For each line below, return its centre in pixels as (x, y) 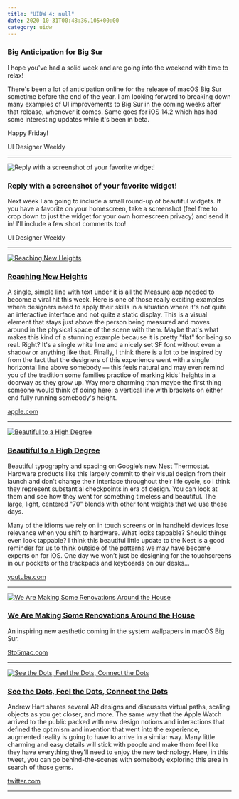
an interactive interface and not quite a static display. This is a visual (107, 314)
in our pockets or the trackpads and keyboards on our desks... (99, 563)
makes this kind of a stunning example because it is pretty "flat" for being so (119, 337)
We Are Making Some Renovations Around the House (101, 615)
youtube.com (27, 576)
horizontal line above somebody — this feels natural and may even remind (116, 368)
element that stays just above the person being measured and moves (108, 322)
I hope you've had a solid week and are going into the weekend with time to (118, 68)
